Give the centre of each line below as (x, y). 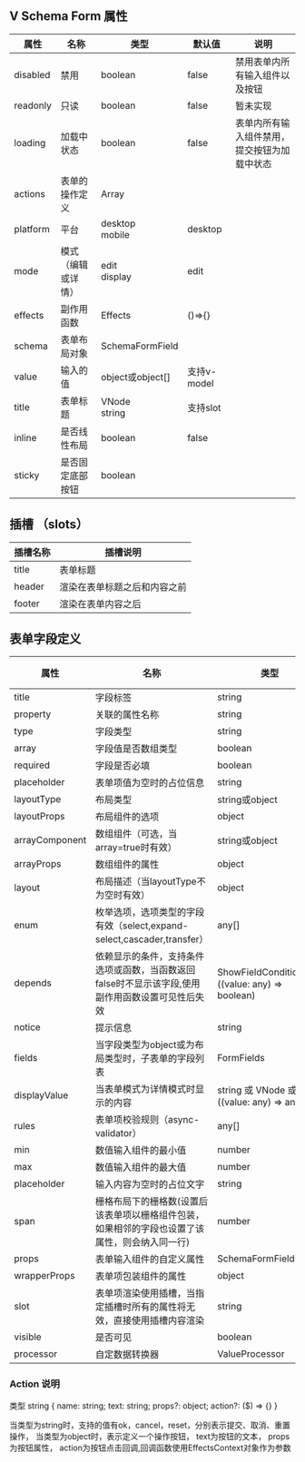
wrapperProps (44, 1276)
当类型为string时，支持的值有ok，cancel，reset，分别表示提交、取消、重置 (150, 1425)
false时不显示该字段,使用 (148, 984)
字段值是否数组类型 (136, 749)
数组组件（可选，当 (136, 834)
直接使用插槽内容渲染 (159, 1320)
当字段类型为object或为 (145, 1045)
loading (30, 142)
